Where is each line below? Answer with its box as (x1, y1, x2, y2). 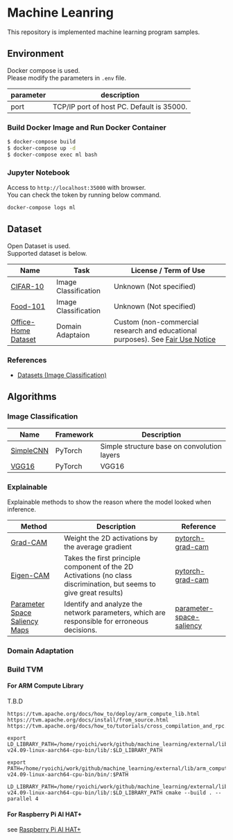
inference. (7, 505, 37, 514)
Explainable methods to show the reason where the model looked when (7, 498, 212, 506)
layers (100, 450, 120, 460)
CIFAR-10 (10, 281, 44, 291)
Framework (55, 430, 94, 439)
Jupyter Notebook (7, 168, 70, 177)
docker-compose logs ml (7, 204, 76, 211)
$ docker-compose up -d (7, 144, 76, 152)
